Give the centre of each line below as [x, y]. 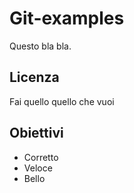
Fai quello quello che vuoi [62, 101]
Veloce [38, 168]
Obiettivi [36, 133]
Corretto [41, 157]
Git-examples [67, 18]
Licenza [34, 77]
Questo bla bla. [40, 46]
